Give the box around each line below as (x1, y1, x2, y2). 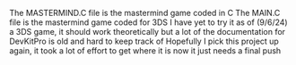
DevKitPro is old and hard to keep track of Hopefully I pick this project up (9, 36, 280, 46)
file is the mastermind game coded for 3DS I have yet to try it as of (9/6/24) (9, 17, 289, 28)
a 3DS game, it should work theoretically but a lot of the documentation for (9, 27, 285, 37)
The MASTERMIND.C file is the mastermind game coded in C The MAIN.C (9, 8, 281, 18)
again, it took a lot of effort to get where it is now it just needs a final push (9, 45, 282, 56)
